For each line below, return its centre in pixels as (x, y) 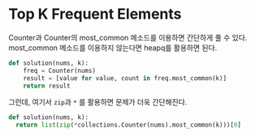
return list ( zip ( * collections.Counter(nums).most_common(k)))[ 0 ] (129, 125)
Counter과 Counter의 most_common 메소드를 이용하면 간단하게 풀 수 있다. (128, 37)
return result (47, 86)
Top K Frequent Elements (95, 14)
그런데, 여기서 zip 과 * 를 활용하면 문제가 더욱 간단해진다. (98, 102)
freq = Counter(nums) (59, 71)
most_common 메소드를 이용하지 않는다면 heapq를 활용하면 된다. (113, 47)
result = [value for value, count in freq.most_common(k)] (125, 78)
